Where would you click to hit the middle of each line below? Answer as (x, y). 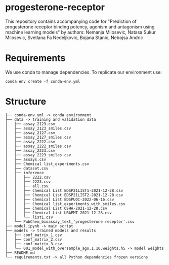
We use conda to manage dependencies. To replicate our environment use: (83, 72)
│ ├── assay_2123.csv (30, 124)
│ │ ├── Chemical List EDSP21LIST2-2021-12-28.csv (64, 195)
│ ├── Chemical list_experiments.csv (47, 164)
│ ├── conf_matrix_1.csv (34, 235)
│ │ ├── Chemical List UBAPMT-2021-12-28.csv (59, 213)
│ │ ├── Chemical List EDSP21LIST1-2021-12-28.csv (64, 190)
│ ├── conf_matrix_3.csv (34, 244)
